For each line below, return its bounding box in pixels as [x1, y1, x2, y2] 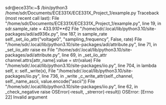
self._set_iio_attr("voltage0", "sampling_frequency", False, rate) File [5, 36, 142, 42]
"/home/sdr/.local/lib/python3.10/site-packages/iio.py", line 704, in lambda [5, 62, 157, 68]
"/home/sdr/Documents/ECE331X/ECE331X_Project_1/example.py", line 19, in [5, 20, 162, 26]
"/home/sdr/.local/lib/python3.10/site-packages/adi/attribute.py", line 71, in [5, 42, 157, 47]
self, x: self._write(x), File [5, 68, 56, 74]
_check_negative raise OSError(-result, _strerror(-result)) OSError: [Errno [5, 89, 154, 95]
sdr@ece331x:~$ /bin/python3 [5, 5, 68, 10]
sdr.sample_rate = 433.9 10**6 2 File [5, 26, 79, 32]
